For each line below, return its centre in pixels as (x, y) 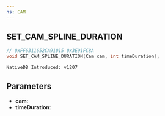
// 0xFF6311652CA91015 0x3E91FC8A (50, 51)
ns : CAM (16, 12)
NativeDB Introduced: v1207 (42, 68)
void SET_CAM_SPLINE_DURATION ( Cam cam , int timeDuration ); (83, 56)
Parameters (29, 86)
